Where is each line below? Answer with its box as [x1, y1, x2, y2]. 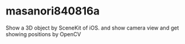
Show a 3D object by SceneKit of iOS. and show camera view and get [5, 24, 179, 31]
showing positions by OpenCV [5, 30, 81, 37]
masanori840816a [5, 4, 100, 18]
